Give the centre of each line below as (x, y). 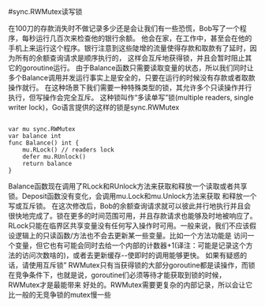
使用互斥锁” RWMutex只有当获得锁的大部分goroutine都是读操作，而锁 (142, 265)
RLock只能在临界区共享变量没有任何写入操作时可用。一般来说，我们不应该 (129, 226)
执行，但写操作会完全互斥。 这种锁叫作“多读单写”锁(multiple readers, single (131, 97)
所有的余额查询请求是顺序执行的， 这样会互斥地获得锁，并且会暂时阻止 (130, 58)
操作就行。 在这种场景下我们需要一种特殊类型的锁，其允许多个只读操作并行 (130, 88)
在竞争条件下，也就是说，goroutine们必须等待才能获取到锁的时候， (117, 275)
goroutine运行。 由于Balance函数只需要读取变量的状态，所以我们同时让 (138, 68)
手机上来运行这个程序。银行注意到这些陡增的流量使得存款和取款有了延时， (129, 48)
